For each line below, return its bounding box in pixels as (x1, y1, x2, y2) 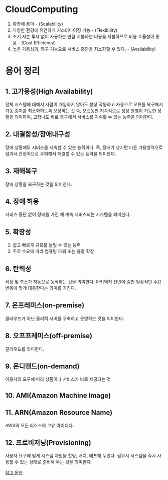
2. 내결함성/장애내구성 (5, 130, 70, 139)
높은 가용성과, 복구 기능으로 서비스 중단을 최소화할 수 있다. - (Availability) (12, 46, 156, 52)
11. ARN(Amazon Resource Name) (5, 409, 113, 417)
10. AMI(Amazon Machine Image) (5, 391, 111, 399)
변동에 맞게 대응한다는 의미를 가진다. (5, 285, 76, 291)
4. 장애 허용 (5, 197, 39, 206)
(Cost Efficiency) (21, 39, 56, 46)
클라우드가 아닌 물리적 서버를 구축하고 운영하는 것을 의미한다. (5, 315, 124, 322)
